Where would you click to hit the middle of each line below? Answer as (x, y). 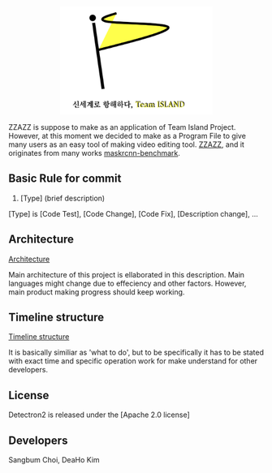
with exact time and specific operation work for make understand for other (133, 361)
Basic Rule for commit (65, 179)
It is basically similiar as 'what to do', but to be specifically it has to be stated (136, 353)
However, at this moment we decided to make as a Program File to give (127, 135)
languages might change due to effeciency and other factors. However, (127, 283)
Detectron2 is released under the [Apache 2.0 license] (99, 415)
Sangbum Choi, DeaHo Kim (54, 459)
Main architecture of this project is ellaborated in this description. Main (127, 274)
